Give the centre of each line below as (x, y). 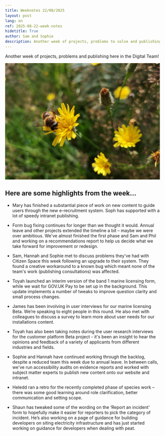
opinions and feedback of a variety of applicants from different (76, 342)
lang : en (14, 21)
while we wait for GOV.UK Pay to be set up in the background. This (80, 286)
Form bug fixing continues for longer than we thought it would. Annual (83, 225)
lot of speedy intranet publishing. (46, 216)
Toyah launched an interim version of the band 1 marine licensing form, (84, 281)
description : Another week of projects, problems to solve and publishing (83, 42)
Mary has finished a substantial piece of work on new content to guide (83, 205)
